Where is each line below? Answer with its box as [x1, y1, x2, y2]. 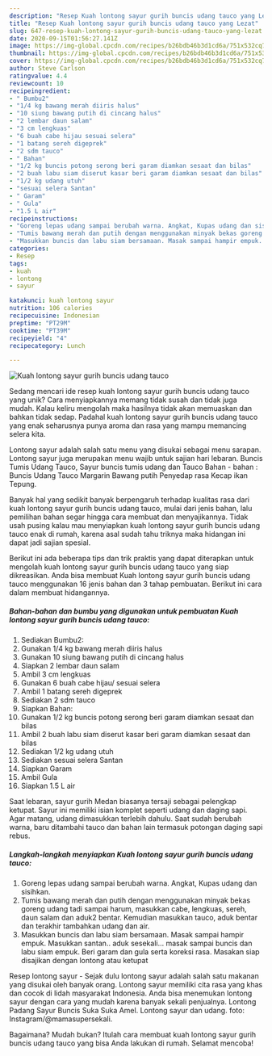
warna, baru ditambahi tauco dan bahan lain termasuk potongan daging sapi [9, 823, 263, 832]
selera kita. [9, 430, 46, 439]
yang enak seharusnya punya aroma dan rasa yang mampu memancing [9, 421, 247, 430]
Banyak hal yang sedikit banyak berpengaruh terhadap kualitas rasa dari [9, 495, 249, 505]
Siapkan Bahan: [20, 704, 73, 714]
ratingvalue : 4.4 [9, 72, 68, 80]
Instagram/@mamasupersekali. [9, 1014, 113, 1024]
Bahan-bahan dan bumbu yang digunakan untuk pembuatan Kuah [9, 606, 239, 616]
